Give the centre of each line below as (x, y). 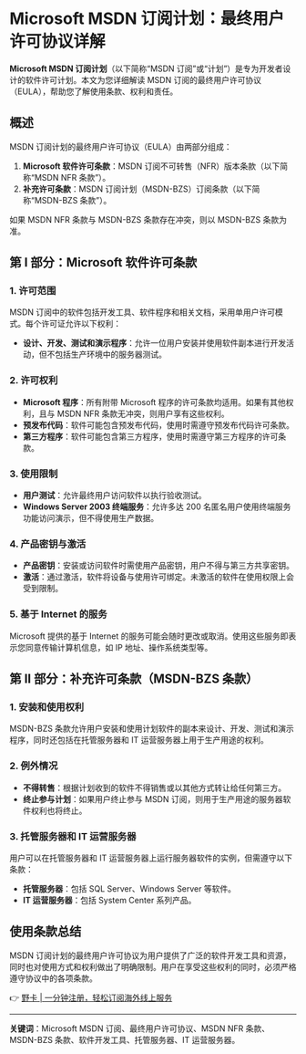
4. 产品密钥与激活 (48, 544)
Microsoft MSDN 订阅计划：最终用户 (147, 19)
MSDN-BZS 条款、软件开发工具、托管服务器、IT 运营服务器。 (125, 1039)
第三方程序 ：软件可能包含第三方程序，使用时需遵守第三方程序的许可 (150, 436)
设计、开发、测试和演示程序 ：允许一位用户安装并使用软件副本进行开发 (154, 343)
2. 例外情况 (34, 766)
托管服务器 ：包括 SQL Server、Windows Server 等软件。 (129, 888)
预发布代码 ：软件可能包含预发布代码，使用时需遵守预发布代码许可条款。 (158, 424)
